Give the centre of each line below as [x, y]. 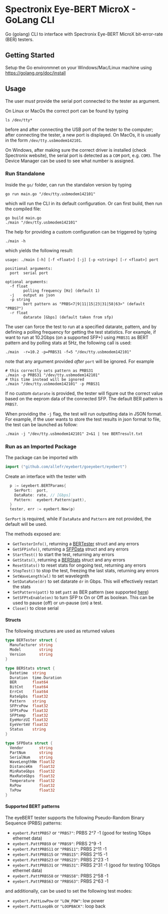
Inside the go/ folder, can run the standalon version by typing [68, 185]
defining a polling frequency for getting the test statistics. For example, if [80, 332]
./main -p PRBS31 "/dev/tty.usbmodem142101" [53, 375]
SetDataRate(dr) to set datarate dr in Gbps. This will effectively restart [85, 581]
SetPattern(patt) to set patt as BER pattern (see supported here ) [81, 592]
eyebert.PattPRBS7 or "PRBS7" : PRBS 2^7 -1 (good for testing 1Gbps [81, 833]
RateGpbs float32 [29, 697]
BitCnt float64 [29, 687]
